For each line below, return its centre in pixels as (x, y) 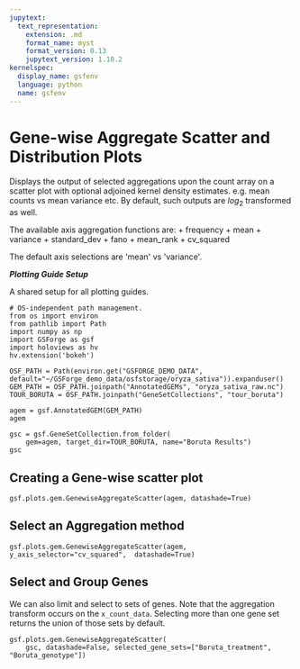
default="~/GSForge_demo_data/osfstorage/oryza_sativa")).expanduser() (146, 379)
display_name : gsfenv (58, 77)
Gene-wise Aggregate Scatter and (140, 137)
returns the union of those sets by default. (87, 623)
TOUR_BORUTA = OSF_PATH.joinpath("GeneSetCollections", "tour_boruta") (146, 395)
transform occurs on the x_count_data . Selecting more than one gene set (145, 613)
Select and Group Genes (79, 582)
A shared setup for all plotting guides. (79, 292)
